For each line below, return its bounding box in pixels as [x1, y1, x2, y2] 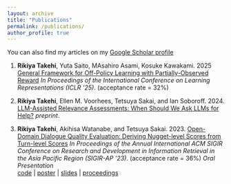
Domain [17, 132, 40, 141]
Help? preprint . [17, 112, 60, 120]
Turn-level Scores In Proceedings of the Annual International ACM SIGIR [17, 139, 223, 148]
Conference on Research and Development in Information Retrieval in [17, 147, 215, 155]
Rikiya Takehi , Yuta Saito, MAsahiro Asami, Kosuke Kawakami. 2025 [17, 61, 212, 70]
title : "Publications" [7, 17, 72, 23]
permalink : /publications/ [7, 23, 85, 30]
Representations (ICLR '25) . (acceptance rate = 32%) [17, 83, 169, 92]
